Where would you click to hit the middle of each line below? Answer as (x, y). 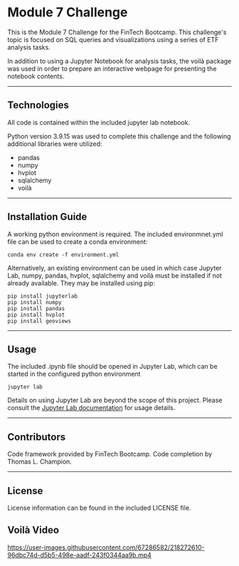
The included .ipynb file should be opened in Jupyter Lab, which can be (113, 367)
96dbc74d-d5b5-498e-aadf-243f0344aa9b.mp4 (79, 555)
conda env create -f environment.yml (63, 255)
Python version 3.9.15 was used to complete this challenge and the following (119, 136)
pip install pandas (36, 308)
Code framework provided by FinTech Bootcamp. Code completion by (110, 454)
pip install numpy (34, 302)
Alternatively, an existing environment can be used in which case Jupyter (115, 268)
